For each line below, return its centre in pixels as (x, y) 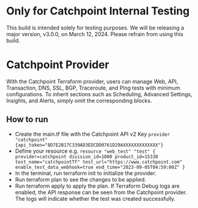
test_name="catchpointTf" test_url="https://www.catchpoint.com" (98, 162)
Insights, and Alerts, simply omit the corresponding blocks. (79, 100)
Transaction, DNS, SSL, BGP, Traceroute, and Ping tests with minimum (93, 88)
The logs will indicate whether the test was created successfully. (95, 198)
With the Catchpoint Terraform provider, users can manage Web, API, (92, 81)
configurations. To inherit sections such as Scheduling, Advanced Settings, (99, 94)
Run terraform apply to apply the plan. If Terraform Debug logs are (97, 186)
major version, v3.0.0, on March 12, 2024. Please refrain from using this (95, 34)
